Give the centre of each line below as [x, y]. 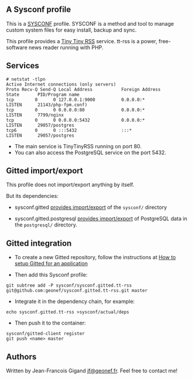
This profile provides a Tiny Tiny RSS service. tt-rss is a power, [82, 41]
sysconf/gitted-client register [45, 334]
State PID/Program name [43, 95]
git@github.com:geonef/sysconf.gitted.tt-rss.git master [77, 291]
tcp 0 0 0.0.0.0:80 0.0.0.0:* [75, 110]
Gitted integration [39, 243]
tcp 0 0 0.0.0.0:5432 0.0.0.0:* [75, 120]
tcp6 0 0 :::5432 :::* [69, 130]
